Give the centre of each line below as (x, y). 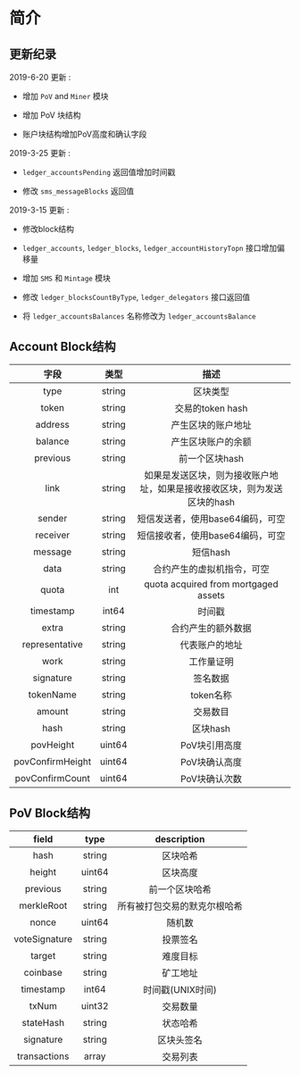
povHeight (53, 745)
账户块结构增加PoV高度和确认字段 (84, 134)
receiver (52, 535)
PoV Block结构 (50, 813)
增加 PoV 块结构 (51, 115)
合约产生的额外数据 (211, 628)
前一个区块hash (211, 458)
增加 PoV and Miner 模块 (65, 96)
